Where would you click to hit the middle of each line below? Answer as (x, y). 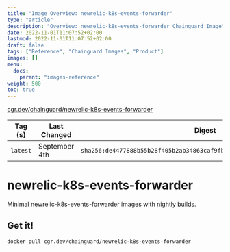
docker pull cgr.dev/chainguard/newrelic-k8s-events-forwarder (99, 241)
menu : (15, 64)
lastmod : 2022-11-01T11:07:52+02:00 (59, 39)
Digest (205, 131)
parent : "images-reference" (59, 77)
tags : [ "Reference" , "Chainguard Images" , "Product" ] (86, 52)
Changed (56, 135)
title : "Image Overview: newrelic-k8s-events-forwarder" (90, 13)
